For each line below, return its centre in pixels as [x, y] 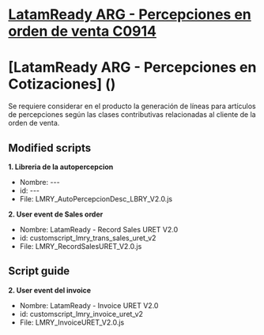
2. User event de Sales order [56, 214]
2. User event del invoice [50, 290]
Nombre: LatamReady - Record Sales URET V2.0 [99, 229]
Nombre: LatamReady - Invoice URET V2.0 [89, 305]
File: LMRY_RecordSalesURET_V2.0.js [81, 246]
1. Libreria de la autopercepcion [61, 167]
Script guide [39, 271]
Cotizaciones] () [62, 84]
